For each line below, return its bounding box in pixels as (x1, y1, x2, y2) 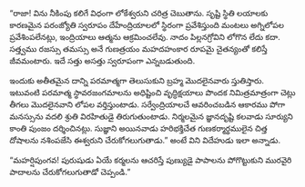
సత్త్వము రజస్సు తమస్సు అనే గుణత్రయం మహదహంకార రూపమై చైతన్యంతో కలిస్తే (9, 44, 268, 54)
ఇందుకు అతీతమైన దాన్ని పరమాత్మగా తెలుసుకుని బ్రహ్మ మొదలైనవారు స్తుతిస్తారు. (9, 75, 265, 85)
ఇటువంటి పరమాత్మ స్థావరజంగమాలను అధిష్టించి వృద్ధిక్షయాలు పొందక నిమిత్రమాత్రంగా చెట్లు (9, 87, 296, 98)
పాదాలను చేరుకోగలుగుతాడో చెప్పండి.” (9, 167, 131, 177)
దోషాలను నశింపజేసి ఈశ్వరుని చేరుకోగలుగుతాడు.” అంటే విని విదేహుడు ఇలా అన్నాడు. (9, 135, 280, 145)
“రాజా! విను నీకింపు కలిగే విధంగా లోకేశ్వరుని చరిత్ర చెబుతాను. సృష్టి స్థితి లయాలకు (9, 8, 269, 18)
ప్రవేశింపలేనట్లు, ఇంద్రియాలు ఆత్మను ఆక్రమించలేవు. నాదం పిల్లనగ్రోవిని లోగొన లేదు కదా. (9, 32, 280, 42)
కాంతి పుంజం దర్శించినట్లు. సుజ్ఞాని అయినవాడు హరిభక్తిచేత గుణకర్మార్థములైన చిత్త (9, 123, 268, 133)
